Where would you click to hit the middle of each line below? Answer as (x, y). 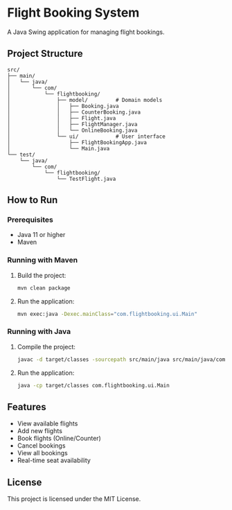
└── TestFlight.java (86, 179)
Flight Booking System (73, 13)
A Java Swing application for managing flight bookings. (86, 32)
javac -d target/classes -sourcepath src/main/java (93, 359)
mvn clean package (44, 288)
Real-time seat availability (54, 460)
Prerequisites (30, 220)
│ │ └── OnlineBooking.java (72, 130)
